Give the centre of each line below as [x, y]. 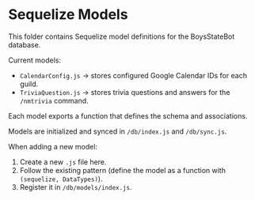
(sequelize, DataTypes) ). [61, 179]
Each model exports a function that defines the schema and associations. [128, 115]
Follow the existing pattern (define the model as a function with [122, 170]
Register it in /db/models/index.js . [76, 187]
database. [25, 44]
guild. [29, 84]
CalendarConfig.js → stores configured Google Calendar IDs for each [133, 75]
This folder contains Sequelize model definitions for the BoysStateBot [122, 36]
